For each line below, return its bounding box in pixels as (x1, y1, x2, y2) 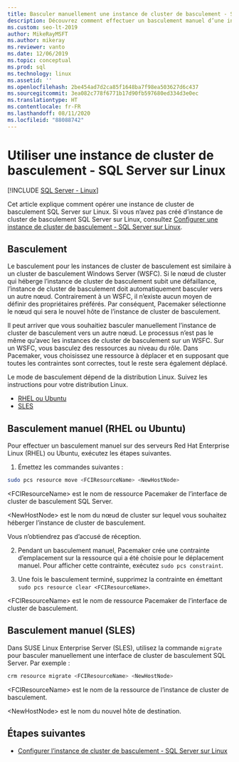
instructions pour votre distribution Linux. (7, 381, 128, 389)
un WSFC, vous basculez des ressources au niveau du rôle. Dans (7, 344, 198, 353)
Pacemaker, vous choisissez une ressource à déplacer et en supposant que (7, 351, 229, 360)
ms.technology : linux (7, 70, 72, 77)
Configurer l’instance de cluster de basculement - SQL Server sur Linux (17, 746, 228, 755)
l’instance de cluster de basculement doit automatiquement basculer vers (7, 284, 223, 293)
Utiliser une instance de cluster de (7, 147, 214, 163)
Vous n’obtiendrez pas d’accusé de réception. (7, 532, 142, 541)
